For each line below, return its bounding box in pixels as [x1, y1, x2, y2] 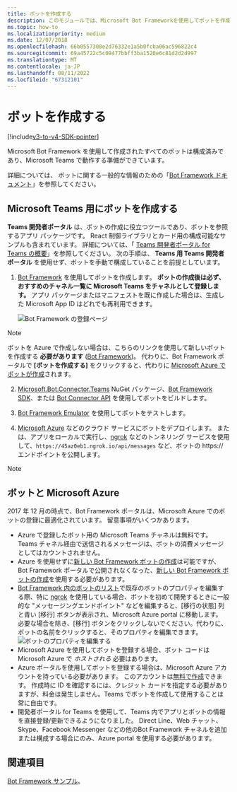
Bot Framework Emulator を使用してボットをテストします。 [17, 409, 190, 417]
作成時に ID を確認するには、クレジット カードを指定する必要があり [31, 680, 229, 689]
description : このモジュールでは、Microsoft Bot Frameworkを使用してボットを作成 [7, 17, 231, 24]
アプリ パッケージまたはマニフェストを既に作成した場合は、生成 [31, 291, 219, 299]
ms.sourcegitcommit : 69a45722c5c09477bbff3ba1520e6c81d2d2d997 [7, 50, 197, 57]
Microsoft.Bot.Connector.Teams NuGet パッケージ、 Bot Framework [17, 385, 213, 393]
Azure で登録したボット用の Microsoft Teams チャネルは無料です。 [17, 530, 212, 539]
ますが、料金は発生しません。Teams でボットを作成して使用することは [17, 689, 224, 698]
